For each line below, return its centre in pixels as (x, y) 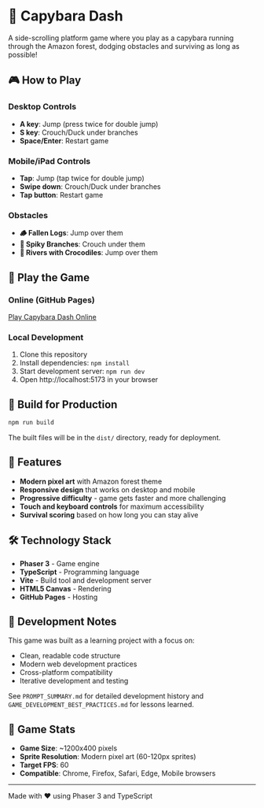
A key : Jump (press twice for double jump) (89, 124)
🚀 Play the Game (49, 278)
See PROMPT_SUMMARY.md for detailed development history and (106, 696)
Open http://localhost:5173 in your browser (89, 380)
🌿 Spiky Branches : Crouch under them (82, 244)
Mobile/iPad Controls (49, 161)
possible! (23, 54)
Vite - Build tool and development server (85, 580)
